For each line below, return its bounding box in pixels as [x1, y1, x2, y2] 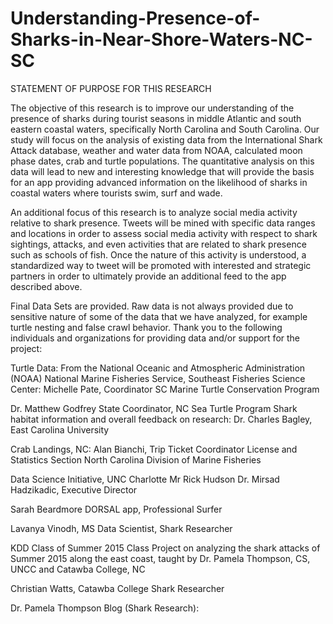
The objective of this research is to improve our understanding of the [10, 102, 295, 114]
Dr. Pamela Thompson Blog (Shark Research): [10, 602, 200, 614]
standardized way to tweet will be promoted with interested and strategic [10, 259, 312, 271]
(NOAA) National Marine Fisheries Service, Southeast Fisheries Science [10, 372, 306, 384]
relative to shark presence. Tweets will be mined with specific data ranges [10, 217, 316, 229]
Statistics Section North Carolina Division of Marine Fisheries [10, 453, 262, 466]
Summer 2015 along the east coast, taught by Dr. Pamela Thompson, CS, [10, 552, 311, 564]
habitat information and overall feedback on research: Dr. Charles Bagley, [10, 413, 313, 425]
